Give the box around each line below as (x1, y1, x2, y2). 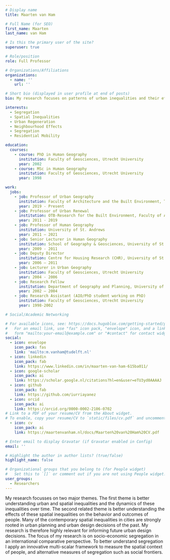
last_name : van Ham (5, 31, 47, 36)
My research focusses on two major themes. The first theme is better (5, 495, 150, 501)
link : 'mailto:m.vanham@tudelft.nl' (14, 350, 92, 355)
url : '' (14, 82, 30, 87)
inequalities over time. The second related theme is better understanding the (5, 506, 165, 512)
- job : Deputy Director (14, 251, 65, 256)
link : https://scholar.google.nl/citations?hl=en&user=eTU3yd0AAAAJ (14, 378, 162, 383)
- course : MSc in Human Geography (14, 166, 87, 171)
